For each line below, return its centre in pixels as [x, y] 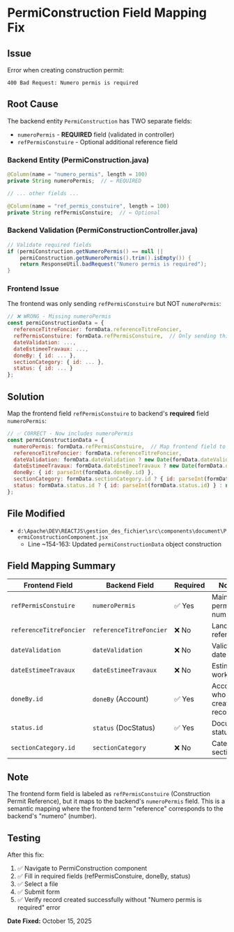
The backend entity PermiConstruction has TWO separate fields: [100, 121]
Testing [24, 838]
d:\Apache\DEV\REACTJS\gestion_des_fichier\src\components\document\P [122, 531]
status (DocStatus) [124, 728]
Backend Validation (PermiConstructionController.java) [103, 230]
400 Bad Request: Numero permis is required [73, 83]
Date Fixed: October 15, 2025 [49, 921]
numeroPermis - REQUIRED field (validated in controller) [96, 135]
